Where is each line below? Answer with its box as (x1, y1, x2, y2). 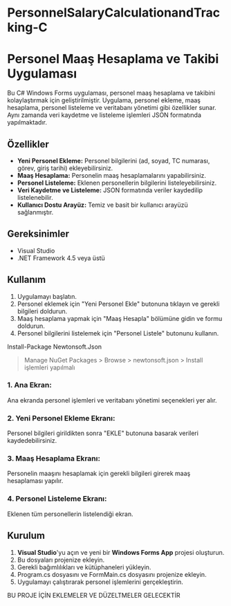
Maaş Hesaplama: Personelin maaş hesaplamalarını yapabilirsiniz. (17, 171, 206, 179)
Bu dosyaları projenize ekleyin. (17, 555, 105, 564)
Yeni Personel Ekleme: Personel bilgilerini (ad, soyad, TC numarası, (17, 156, 210, 165)
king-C (7, 19, 48, 35)
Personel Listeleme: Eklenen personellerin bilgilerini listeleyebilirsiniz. (17, 178, 216, 187)
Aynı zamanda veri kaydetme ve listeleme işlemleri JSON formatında (7, 111, 202, 119)
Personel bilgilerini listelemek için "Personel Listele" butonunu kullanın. (17, 329, 219, 337)
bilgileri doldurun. (17, 306, 68, 315)
